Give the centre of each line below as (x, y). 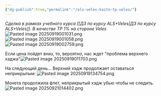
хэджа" (13, 58)
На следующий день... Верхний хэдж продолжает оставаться (70, 68)
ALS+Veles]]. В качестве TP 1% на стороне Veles (56, 29)
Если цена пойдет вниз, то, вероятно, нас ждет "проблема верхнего (77, 54)
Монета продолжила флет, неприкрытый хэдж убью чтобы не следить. (80, 83)
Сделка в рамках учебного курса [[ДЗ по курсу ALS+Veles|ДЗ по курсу (80, 23)
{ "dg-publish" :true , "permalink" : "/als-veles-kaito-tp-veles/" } (71, 10)
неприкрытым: (20, 73)
